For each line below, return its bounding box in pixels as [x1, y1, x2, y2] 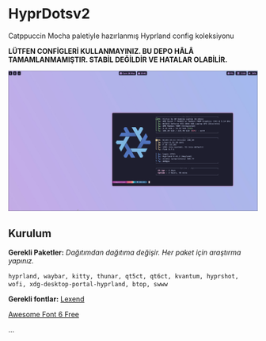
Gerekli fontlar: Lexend [8, 294, 85, 304]
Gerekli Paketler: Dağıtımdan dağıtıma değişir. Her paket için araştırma [8, 247, 241, 258]
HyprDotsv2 [8, 5, 91, 23]
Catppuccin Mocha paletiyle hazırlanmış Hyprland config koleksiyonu [8, 31, 235, 40]
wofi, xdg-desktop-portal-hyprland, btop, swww [8, 281, 169, 289]
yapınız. [8, 256, 34, 266]
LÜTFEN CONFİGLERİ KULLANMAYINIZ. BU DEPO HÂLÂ [8, 46, 194, 56]
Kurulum [8, 227, 52, 240]
